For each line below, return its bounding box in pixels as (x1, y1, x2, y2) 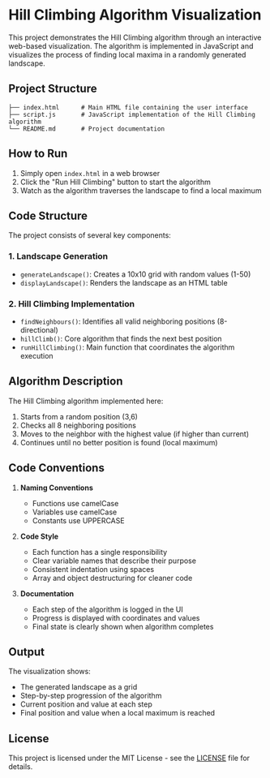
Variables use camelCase (32, 507, 118, 517)
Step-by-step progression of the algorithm (19, 691, 162, 701)
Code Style (19, 531, 59, 541)
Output (8, 645, 45, 659)
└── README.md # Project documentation (8, 124, 165, 133)
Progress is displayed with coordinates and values (32, 613, 200, 622)
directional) (19, 325, 58, 334)
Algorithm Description (8, 375, 123, 389)
